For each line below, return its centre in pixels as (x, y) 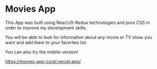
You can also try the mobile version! (42, 52)
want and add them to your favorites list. (46, 42)
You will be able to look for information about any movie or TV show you (78, 37)
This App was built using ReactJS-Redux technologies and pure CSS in (78, 23)
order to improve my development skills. (46, 27)
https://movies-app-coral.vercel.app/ (43, 61)
